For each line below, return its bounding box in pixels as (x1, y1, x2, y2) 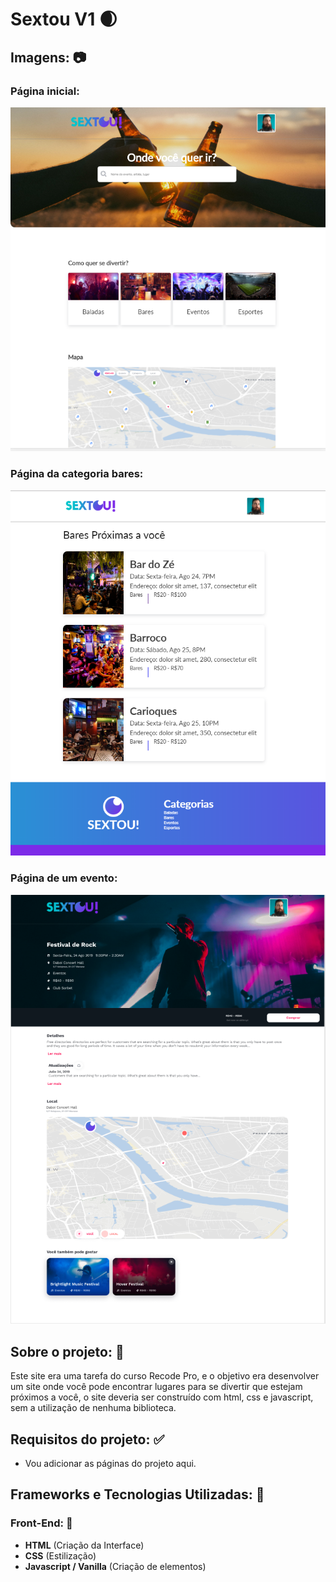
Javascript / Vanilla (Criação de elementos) (24, 1560, 207, 1572)
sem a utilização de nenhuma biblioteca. (10, 1402, 177, 1414)
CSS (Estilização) (24, 1549, 97, 1562)
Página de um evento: (10, 871, 118, 885)
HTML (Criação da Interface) (24, 1539, 145, 1551)
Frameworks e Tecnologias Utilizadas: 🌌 (10, 1486, 265, 1503)
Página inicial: (10, 84, 80, 98)
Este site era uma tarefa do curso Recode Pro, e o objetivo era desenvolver (10, 1370, 320, 1382)
